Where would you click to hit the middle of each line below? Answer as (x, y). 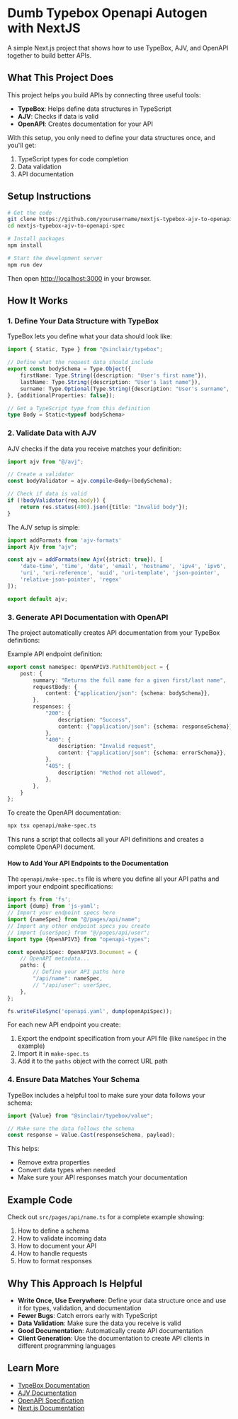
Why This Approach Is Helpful (75, 1284)
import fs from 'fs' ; (39, 900)
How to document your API (57, 1246)
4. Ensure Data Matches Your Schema (74, 1080)
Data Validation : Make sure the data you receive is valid (100, 1323)
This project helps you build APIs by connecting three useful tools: (104, 95)
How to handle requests (52, 1253)
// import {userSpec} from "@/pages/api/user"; (79, 933)
